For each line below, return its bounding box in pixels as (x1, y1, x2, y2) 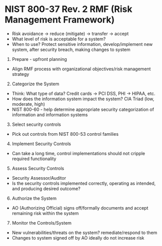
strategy (11, 71, 29, 77)
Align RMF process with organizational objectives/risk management (11, 66, 151, 72)
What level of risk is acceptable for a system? (11, 36, 106, 42)
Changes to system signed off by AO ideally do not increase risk (11, 235, 144, 241)
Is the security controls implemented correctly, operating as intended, (11, 180, 156, 186)
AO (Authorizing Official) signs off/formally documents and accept (11, 205, 148, 211)
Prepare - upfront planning (11, 56, 67, 62)
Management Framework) (4, 14, 115, 25)
